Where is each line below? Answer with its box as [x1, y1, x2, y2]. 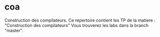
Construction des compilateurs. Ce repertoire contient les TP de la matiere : [4, 17, 156, 23]
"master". [4, 27, 24, 33]
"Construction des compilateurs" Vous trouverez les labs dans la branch [4, 22, 149, 28]
